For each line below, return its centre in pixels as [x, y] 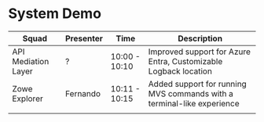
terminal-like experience [194, 103]
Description [200, 38]
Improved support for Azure [200, 52]
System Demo [55, 14]
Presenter [84, 38]
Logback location [180, 71]
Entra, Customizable [185, 61]
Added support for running [198, 84]
